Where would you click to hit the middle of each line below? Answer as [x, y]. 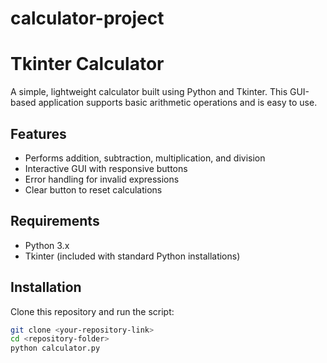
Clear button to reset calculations [93, 189]
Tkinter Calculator [87, 64]
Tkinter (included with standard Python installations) [132, 256]
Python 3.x [47, 245]
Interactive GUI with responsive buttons [106, 168]
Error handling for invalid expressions [102, 179]
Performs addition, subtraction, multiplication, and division [145, 158]
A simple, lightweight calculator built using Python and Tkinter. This [149, 92]
